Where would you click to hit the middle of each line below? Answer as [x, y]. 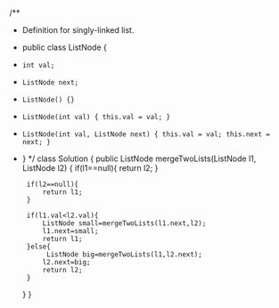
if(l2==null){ [53, 184]
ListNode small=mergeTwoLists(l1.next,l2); [124, 223]
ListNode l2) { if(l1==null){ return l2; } [90, 168]
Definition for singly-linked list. [78, 30]
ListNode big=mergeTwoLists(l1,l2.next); [124, 255]
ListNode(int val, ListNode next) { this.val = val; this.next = [146, 134]
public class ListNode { [64, 47]
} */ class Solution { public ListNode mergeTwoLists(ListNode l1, [139, 158]
